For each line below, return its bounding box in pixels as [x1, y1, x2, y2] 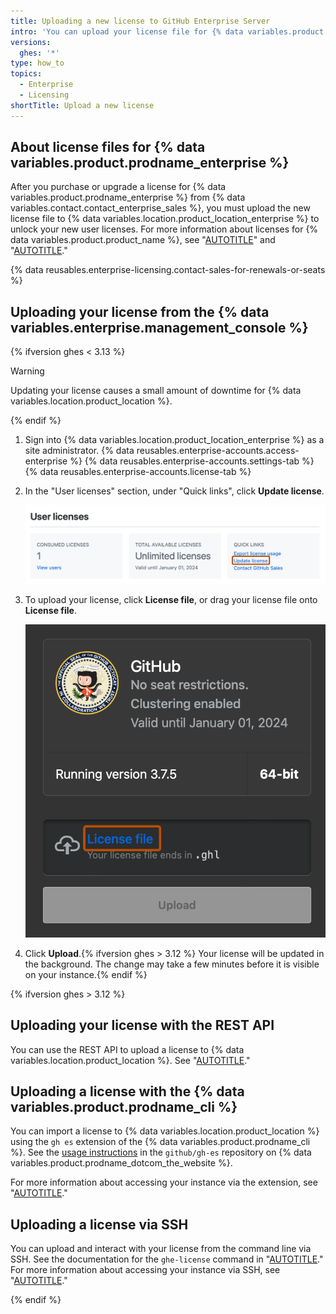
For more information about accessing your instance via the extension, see [10, 1176, 318, 1189]
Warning [10, 365, 45, 377]
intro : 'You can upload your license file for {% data [10, 26, 244, 37]
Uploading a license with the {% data [10, 1083, 245, 1100]
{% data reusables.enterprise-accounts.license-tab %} [24, 466, 252, 478]
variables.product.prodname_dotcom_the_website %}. [10, 1157, 233, 1169]
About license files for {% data [10, 139, 206, 156]
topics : [10, 69, 43, 79]
